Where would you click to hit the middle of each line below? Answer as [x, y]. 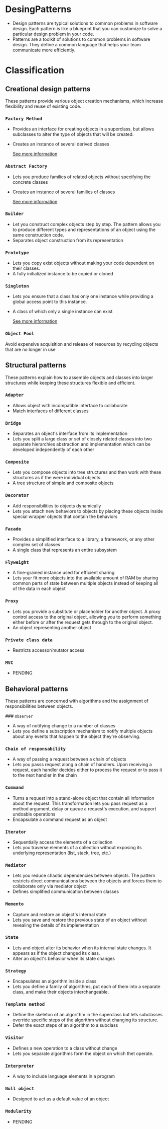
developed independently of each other [53, 449]
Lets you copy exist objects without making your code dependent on [83, 263]
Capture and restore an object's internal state [59, 914]
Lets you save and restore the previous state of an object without [79, 920]
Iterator [16, 832]
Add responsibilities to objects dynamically [57, 506]
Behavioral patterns [37, 689]
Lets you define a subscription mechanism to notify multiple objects [82, 731]
